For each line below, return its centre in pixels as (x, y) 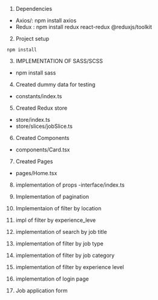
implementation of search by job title (61, 232)
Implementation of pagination (52, 197)
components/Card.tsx (43, 150)
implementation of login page (52, 279)
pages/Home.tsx (36, 173)
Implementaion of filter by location (58, 208)
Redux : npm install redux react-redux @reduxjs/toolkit (84, 27)
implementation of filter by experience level (70, 267)
